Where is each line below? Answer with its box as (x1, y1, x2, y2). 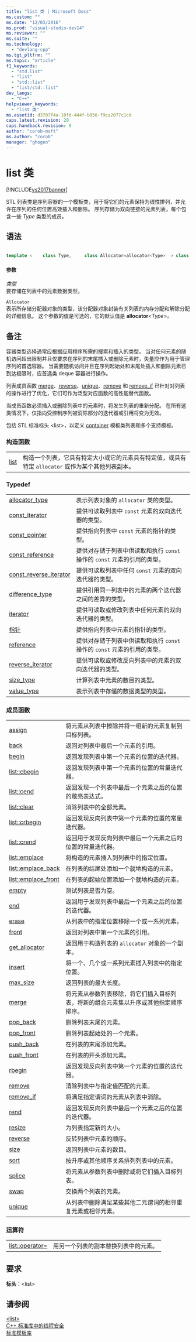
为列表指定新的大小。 (65, 1124, 124, 1132)
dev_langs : (6, 90, 33, 96)
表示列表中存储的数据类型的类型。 (76, 687, 170, 695)
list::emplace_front (9, 875, 60, 884)
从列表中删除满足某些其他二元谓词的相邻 (65, 1199, 177, 1207)
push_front (9, 1051, 39, 1059)
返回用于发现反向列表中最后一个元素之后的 (65, 834, 183, 842)
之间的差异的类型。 (76, 595, 129, 603)
